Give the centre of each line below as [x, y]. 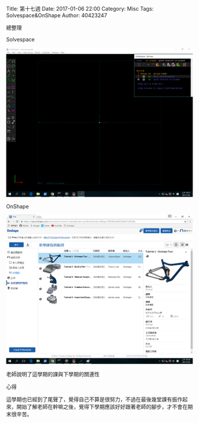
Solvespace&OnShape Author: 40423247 [57, 15]
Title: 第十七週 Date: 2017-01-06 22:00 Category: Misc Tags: [80, 9]
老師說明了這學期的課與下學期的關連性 [53, 374]
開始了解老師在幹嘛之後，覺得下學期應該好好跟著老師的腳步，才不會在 [102, 407]
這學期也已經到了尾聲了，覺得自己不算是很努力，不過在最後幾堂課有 [89, 399]
